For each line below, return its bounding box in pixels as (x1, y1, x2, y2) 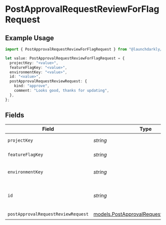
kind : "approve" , (14, 83, 50, 89)
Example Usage (5, 34, 54, 42)
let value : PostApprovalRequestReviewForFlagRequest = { (5, 56, 125, 60)
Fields (5, 111, 25, 119)
